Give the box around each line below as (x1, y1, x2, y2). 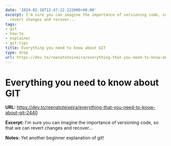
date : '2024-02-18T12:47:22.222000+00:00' (5, 7, 97, 13)
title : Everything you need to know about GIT (5, 45, 106, 50)
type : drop (5, 50, 28, 55)
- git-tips (5, 41, 28, 46)
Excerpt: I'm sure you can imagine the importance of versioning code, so (5, 120, 159, 126)
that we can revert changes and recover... (5, 125, 93, 131)
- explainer (5, 36, 31, 41)
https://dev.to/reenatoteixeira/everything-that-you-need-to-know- (16, 104, 156, 110)
